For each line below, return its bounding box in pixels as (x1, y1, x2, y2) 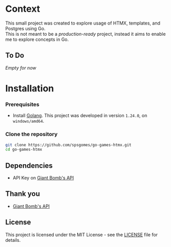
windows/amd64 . (12, 118, 45, 124)
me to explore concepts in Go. (5, 36, 69, 42)
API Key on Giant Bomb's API (12, 175, 74, 181)
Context (5, 3, 40, 15)
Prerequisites (5, 101, 39, 108)
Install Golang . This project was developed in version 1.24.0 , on (12, 113, 147, 119)
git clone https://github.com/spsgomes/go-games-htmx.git (5, 142, 132, 147)
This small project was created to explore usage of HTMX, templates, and (5, 20, 160, 26)
